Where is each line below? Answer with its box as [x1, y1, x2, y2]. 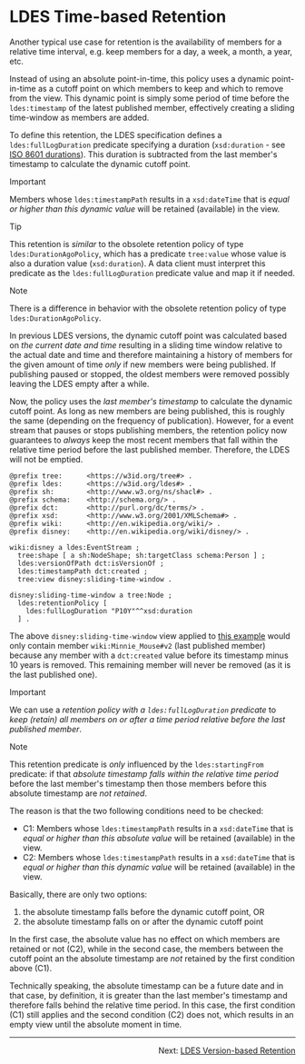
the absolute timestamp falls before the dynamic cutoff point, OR [22, 906, 265, 917]
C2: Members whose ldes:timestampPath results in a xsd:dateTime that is [22, 851, 295, 862]
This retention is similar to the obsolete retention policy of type [9, 238, 244, 249]
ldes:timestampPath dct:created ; [17, 566, 148, 576]
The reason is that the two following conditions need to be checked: [9, 805, 264, 816]
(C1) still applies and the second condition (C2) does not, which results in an [9, 1009, 294, 1019]
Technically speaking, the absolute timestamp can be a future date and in [9, 979, 284, 991]
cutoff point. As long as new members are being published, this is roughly [9, 405, 286, 416]
